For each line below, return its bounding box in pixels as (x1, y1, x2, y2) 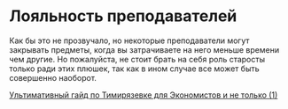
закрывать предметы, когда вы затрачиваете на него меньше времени (9, 44, 280, 54)
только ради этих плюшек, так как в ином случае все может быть (9, 63, 260, 74)
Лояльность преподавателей (9, 6, 237, 26)
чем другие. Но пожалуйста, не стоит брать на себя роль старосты (9, 54, 266, 64)
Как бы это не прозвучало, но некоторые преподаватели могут (9, 35, 250, 46)
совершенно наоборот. (9, 72, 97, 83)
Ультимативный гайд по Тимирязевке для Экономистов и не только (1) (9, 90, 278, 100)
